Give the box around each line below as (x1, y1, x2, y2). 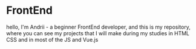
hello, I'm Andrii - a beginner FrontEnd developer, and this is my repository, (6, 23, 191, 30)
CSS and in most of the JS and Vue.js (6, 36, 99, 43)
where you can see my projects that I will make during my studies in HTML (6, 29, 189, 36)
